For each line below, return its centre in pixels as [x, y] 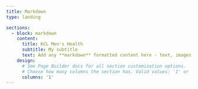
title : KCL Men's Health [52, 44]
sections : [18, 28]
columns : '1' [38, 77]
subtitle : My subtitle [50, 50]
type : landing [24, 17]
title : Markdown [26, 11]
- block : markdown [34, 33]
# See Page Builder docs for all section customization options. [104, 66]
